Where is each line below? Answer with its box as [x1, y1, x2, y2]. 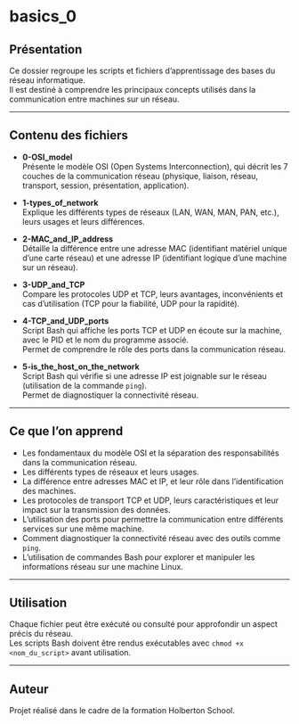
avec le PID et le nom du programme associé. [21, 334, 190, 345]
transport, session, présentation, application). [21, 180, 190, 191]
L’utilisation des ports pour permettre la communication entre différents [21, 514, 284, 524]
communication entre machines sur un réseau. [9, 94, 180, 104]
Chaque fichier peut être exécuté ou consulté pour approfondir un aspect [9, 619, 279, 629]
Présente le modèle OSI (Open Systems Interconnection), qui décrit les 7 [21, 160, 288, 171]
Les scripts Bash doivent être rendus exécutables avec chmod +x [9, 638, 245, 648]
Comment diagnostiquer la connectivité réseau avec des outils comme [21, 532, 281, 543]
